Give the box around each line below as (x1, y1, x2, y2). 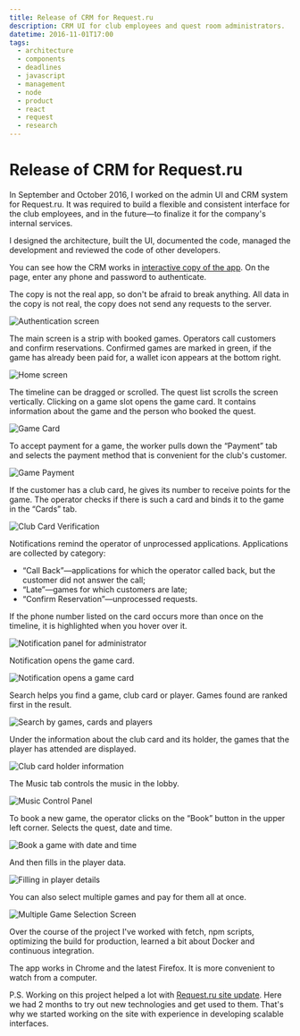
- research (17, 122, 58, 131)
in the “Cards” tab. (9, 503, 78, 514)
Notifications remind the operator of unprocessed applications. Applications (9, 538, 288, 548)
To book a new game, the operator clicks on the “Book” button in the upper (9, 812, 286, 823)
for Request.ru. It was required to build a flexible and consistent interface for (9, 199, 290, 209)
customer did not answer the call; (21, 574, 146, 585)
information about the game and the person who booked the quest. (9, 405, 256, 416)
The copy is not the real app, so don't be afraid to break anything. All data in (9, 288, 289, 300)
